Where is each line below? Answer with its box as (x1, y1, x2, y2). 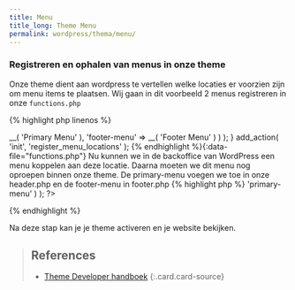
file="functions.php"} (9, 150, 87, 161)
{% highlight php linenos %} (9, 114, 112, 125)
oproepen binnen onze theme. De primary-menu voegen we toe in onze (9, 169, 270, 179)
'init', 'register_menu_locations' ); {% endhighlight (9, 141, 190, 151)
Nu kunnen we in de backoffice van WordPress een (87, 150, 276, 161)
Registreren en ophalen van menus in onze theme (9, 58, 226, 71)
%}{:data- (191, 141, 228, 151)
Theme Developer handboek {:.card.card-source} (43, 271, 225, 282)
